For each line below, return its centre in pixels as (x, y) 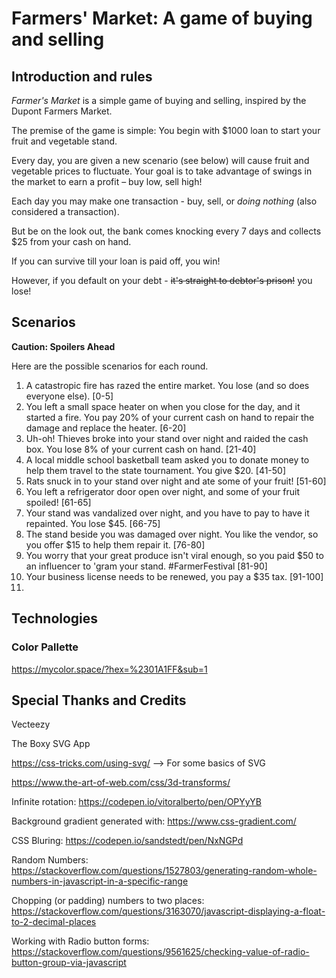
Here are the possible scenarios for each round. (110, 366)
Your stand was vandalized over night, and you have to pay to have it (167, 513)
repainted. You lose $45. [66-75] (93, 523)
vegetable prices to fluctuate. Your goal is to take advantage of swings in (162, 171)
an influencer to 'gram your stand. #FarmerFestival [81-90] (146, 566)
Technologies (55, 618)
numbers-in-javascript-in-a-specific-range (100, 881)
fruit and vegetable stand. (64, 141)
